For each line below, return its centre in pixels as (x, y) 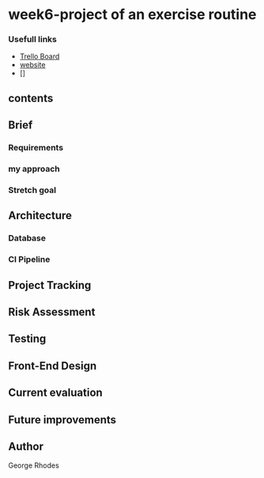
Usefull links (33, 40)
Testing (27, 339)
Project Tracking (50, 285)
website (32, 65)
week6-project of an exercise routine (132, 15)
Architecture (40, 216)
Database (27, 238)
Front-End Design (53, 366)
